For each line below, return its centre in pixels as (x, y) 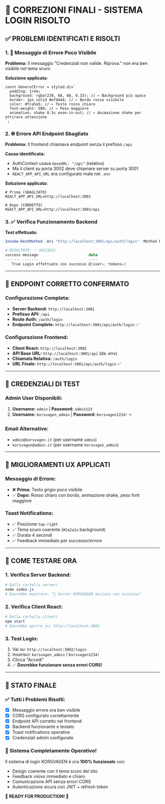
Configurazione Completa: (38, 298)
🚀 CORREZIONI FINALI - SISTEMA (74, 10)
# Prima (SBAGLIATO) (26, 193)
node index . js (20, 590)
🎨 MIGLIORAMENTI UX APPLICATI (58, 465)
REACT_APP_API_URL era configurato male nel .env (61, 174)
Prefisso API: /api (31, 314)
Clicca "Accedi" (28, 660)
